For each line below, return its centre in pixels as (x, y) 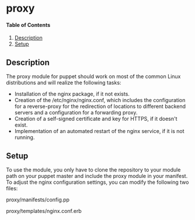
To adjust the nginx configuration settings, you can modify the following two (97, 182)
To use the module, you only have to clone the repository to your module (93, 170)
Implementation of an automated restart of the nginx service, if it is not (100, 131)
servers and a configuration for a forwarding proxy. (76, 113)
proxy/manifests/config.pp (38, 200)
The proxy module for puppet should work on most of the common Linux (93, 76)
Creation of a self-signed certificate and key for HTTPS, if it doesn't (96, 119)
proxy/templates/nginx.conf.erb (44, 211)
